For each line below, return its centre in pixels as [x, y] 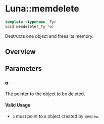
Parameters [24, 68]
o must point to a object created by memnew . [56, 116]
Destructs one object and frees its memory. [49, 36]
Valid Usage [18, 105]
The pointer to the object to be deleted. [45, 94]
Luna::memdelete [42, 9]
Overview [21, 52]
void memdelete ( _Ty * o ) [30, 26]
